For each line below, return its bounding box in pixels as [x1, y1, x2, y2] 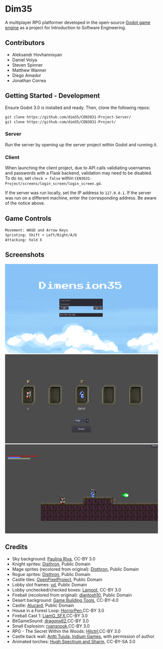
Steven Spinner [12, 62, 43, 68]
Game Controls [5, 214, 52, 222]
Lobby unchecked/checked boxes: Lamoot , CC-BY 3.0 [12, 587, 121, 593]
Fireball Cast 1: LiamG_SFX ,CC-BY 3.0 [12, 613, 88, 618]
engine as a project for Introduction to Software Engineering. [5, 24, 126, 30]
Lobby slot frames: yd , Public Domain [12, 581, 87, 587]
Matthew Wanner [12, 67, 47, 73]
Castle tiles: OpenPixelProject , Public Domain [12, 577, 103, 582]
